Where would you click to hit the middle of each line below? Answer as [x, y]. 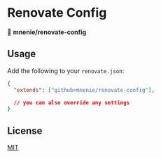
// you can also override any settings [72, 102]
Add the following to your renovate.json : [66, 70]
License [25, 131]
